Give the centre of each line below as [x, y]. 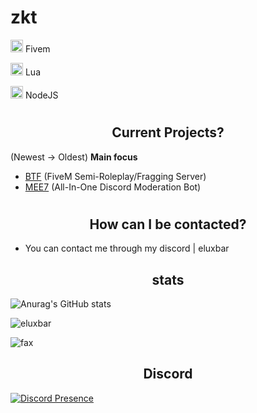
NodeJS [41, 95]
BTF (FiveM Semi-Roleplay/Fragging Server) [115, 176]
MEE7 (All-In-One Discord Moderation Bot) [113, 187]
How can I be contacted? [168, 224]
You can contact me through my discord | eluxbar [127, 248]
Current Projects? [168, 132]
